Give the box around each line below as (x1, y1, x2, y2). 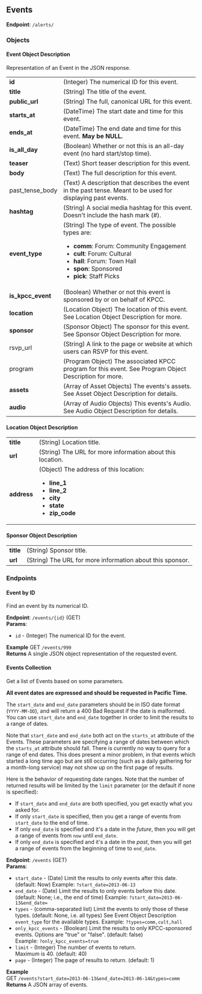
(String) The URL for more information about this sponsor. (26, 556, 190, 564)
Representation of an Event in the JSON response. (6, 64, 131, 71)
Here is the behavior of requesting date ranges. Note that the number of (6, 775, 185, 783)
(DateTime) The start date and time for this (63, 107, 183, 115)
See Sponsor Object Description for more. (63, 330, 182, 338)
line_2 (49, 486, 67, 495)
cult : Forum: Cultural (73, 249, 132, 258)
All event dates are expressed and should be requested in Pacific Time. (6, 689, 188, 696)
